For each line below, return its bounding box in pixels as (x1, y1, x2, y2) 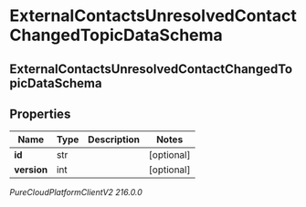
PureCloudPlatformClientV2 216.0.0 (9, 187, 143, 198)
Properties (9, 106, 71, 121)
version (14, 163, 48, 176)
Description (88, 133, 140, 146)
